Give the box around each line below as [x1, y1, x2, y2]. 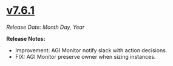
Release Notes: [6, 35, 46, 42]
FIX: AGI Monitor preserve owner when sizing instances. [15, 53, 156, 60]
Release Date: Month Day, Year [6, 23, 85, 31]
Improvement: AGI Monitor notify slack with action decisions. [15, 46, 168, 54]
